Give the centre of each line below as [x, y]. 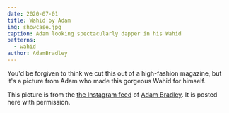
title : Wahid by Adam [39, 20]
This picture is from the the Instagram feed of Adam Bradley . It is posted [112, 94]
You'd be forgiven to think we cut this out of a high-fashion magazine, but [114, 73]
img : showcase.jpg [34, 27]
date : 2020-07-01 [33, 14]
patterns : [22, 40]
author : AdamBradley [38, 54]
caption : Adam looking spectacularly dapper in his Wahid [94, 34]
